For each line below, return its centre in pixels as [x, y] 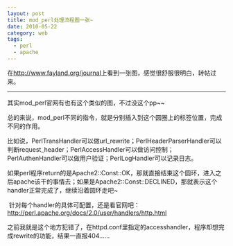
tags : [15, 39]
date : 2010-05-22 [32, 26]
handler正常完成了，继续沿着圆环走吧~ [63, 190]
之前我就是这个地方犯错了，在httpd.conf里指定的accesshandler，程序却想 [113, 227]
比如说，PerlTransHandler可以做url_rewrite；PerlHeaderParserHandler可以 [114, 141]
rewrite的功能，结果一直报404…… [61, 236]
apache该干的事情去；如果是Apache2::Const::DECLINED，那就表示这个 [115, 182]
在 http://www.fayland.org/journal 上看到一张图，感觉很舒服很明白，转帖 [109, 73]
